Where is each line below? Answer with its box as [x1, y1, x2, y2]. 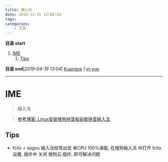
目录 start [5, 40, 25, 46]
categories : [5, 21, 30, 26]
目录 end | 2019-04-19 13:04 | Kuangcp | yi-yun [5, 66, 99, 72]
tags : [5, 16, 16, 21]
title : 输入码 [5, 7, 32, 12]
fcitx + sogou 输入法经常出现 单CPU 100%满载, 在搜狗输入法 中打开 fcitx [12, 144, 161, 150]
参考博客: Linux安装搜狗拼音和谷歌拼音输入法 [17, 116, 110, 122]
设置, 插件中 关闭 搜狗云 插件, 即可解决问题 [12, 151, 100, 157]
